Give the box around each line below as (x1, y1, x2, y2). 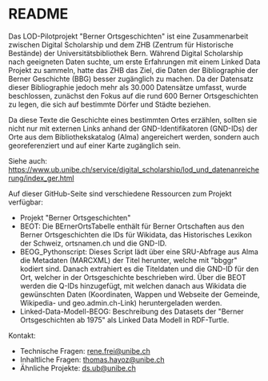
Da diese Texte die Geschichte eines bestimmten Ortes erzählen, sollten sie (8, 115, 258, 124)
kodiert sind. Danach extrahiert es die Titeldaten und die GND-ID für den (19, 264, 259, 274)
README (8, 5, 69, 23)
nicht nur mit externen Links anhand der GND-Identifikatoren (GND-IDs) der (8, 124, 258, 133)
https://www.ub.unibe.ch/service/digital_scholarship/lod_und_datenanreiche (8, 164, 260, 174)
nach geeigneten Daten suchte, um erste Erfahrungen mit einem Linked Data (8, 57, 261, 67)
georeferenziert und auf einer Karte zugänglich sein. (8, 140, 182, 150)
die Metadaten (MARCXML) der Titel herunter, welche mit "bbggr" (19, 255, 238, 265)
